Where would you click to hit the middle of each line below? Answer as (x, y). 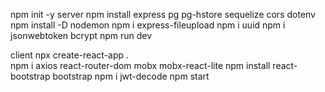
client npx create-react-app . (69, 55)
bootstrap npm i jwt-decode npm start (131, 76)
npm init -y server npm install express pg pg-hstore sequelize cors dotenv (163, 14)
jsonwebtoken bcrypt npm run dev (81, 35)
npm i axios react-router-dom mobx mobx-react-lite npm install (140, 65)
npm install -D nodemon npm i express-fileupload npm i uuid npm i (148, 25)
